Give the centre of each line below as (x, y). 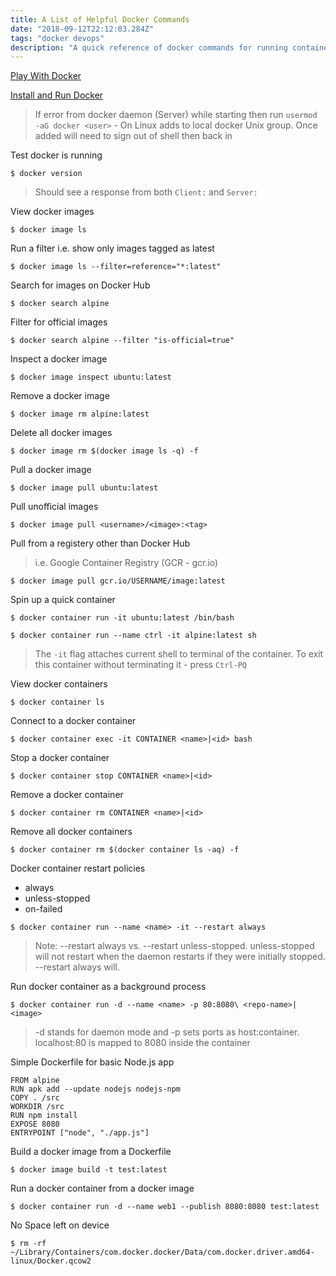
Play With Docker (46, 76)
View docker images (52, 212)
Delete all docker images (61, 433)
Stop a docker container (60, 758)
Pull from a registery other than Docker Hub (100, 543)
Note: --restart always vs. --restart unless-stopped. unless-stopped (174, 946)
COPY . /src (35, 1098)
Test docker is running (56, 155)
